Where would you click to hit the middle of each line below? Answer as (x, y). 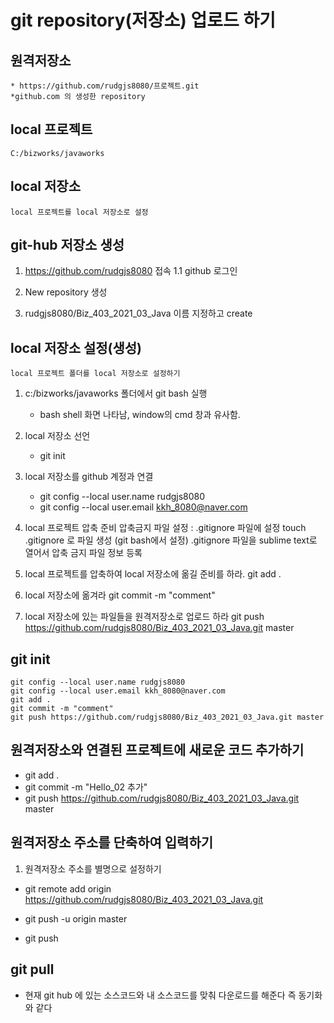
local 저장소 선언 (57, 436)
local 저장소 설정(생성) (76, 347)
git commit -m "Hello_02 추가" (86, 787)
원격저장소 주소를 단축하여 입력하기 (112, 842)
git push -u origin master (76, 918)
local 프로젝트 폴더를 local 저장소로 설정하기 (95, 374)
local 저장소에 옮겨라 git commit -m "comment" (120, 595)
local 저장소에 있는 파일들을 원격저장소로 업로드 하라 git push (144, 617)
